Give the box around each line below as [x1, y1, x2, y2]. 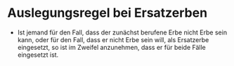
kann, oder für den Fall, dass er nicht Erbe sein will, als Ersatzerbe [17, 35, 209, 44]
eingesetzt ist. [17, 51, 59, 59]
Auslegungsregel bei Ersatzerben [7, 5, 208, 21]
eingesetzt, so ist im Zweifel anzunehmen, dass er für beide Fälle [17, 43, 206, 51]
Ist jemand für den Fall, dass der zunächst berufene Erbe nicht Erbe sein [17, 28, 227, 37]
